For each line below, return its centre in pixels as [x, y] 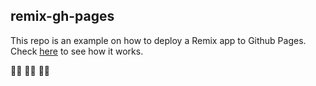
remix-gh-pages [62, 16]
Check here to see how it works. [77, 51]
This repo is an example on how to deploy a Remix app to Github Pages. [158, 40]
